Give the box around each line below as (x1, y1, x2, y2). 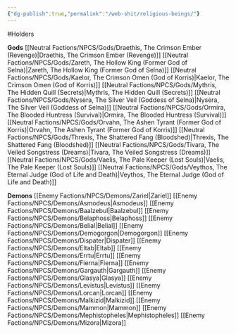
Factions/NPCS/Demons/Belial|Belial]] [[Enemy (7, 221, 144, 229)
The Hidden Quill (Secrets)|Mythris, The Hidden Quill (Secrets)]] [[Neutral (7, 88, 221, 96)
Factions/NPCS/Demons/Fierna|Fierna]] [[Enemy (7, 258, 149, 267)
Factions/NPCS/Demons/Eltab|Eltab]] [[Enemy (7, 243, 142, 252)
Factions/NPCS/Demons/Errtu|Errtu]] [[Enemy (7, 251, 141, 259)
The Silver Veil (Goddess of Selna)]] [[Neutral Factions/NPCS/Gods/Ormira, (7, 103, 226, 111)
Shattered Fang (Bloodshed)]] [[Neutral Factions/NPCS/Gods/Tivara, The (7, 140, 220, 148)
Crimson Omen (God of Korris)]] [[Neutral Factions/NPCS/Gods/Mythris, (7, 80, 217, 89)
